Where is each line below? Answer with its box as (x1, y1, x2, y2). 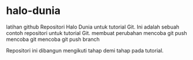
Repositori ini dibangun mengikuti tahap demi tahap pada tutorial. (6, 47, 164, 54)
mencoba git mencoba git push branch (6, 36, 100, 43)
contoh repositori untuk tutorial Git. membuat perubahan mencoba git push (6, 29, 188, 36)
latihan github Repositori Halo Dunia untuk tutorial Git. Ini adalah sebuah (6, 23, 180, 30)
